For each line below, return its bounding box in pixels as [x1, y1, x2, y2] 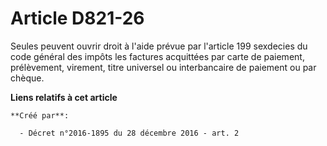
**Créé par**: [10, 110, 70, 121]
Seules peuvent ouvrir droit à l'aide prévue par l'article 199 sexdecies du [10, 40, 308, 52]
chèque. [10, 72, 45, 84]
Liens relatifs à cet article [10, 91, 118, 103]
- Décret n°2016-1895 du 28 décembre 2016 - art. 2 [19, 128, 240, 138]
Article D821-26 [10, 7, 145, 30]
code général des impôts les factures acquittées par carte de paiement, [10, 50, 305, 62]
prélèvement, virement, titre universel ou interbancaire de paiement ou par [10, 61, 317, 73]
